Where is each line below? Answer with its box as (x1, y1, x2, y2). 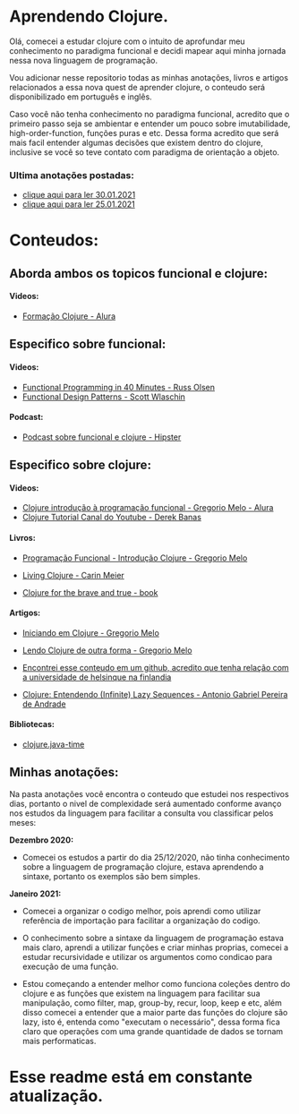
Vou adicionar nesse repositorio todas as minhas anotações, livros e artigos (9, 72, 289, 82)
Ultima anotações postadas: (9, 168, 134, 181)
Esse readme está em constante (9, 1067, 253, 1087)
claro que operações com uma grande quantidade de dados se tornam (21, 1025, 284, 1036)
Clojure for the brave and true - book (21, 587, 158, 597)
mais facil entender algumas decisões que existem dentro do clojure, (9, 137, 264, 148)
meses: (9, 817, 37, 827)
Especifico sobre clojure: (9, 458, 152, 473)
